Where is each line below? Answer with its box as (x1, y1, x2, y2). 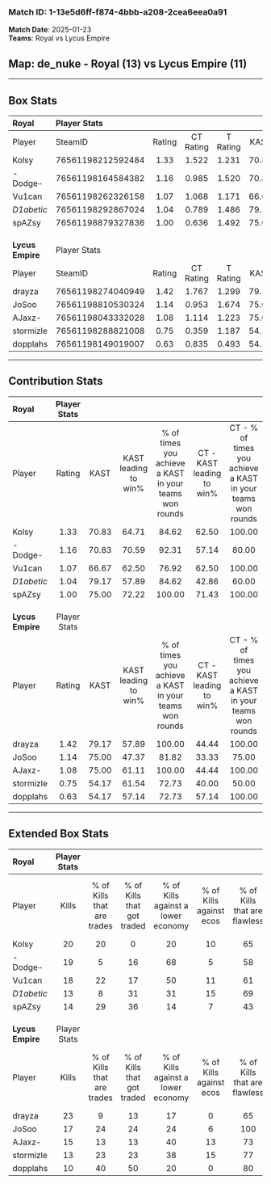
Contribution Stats (8, 374, 103, 388)
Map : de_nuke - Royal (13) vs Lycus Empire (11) (8, 57, 248, 70)
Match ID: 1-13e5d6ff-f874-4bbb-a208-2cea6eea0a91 (8, 6, 227, 18)
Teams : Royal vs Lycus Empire (8, 33, 110, 43)
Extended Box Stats (8, 827, 109, 841)
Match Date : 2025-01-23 (8, 25, 92, 35)
